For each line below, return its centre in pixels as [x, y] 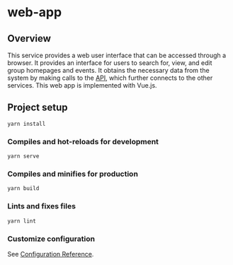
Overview [29, 39]
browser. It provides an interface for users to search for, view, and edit [110, 63]
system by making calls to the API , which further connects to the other [110, 78]
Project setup [38, 108]
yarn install [27, 124]
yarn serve [23, 156]
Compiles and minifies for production [73, 174]
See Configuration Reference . [51, 254]
